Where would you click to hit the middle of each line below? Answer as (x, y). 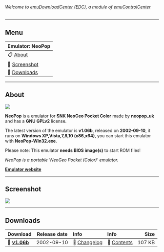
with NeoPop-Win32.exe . (31, 141)
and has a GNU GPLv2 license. (36, 121)
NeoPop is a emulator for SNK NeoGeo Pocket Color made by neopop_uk (80, 116)
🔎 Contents (120, 243)
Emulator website (23, 169)
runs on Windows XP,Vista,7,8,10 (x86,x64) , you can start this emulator (78, 136)
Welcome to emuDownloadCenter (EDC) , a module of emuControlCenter (78, 7)
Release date (52, 234)
